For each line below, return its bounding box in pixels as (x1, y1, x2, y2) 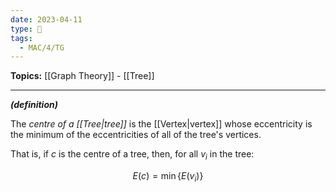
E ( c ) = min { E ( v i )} (132, 170, 204, 184)
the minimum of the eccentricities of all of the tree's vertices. (10, 129, 262, 141)
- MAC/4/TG (19, 42, 65, 53)
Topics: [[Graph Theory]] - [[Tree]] (10, 70, 155, 82)
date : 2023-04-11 (10, 14, 83, 25)
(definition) (10, 99, 58, 111)
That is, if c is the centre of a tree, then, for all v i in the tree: (10, 148, 255, 163)
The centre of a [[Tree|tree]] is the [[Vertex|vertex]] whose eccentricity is (10, 118, 313, 130)
